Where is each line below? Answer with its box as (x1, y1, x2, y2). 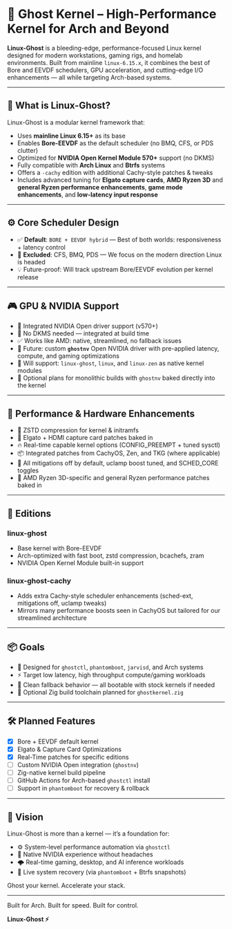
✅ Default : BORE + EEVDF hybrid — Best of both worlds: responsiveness (17, 235, 222, 243)
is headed (17, 257, 46, 266)
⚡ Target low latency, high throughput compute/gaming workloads (17, 670, 206, 679)
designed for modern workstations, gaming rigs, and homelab (7, 51, 183, 59)
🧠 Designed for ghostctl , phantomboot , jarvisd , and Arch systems (17, 663, 204, 671)
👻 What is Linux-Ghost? (7, 100, 111, 111)
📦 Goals (7, 641, 45, 653)
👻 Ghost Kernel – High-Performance (7, 6, 217, 22)
